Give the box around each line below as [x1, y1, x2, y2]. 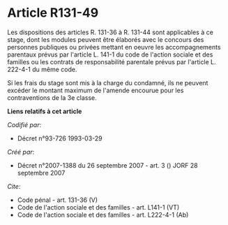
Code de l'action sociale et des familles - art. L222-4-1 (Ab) [17, 210, 189, 219]
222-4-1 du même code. [7, 65, 77, 73]
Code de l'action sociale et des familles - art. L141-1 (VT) [17, 203, 180, 211]
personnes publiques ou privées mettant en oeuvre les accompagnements [7, 43, 221, 51]
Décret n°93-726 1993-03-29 [17, 134, 102, 143]
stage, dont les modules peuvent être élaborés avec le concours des [7, 35, 204, 43]
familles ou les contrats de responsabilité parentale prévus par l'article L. [7, 57, 216, 66]
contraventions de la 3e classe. [7, 93, 97, 102]
